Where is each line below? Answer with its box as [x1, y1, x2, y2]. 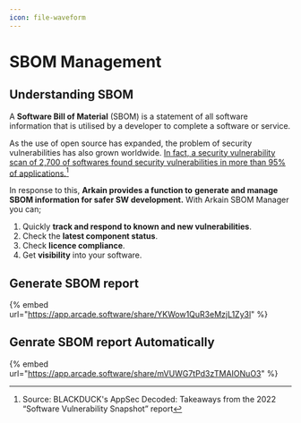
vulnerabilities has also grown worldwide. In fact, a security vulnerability [9, 147, 276, 157]
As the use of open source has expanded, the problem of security [9, 138, 253, 148]
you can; [9, 204, 42, 215]
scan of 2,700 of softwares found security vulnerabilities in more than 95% [9, 157, 287, 167]
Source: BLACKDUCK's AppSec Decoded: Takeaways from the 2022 [21, 393, 276, 404]
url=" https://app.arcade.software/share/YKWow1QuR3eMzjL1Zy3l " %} [9, 309, 269, 320]
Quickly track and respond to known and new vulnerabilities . [21, 221, 253, 233]
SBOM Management [9, 51, 162, 72]
